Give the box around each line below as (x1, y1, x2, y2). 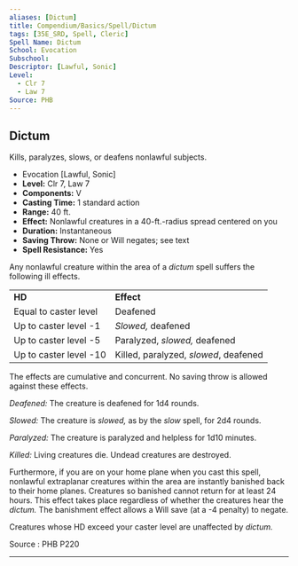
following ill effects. (9, 271, 81, 282)
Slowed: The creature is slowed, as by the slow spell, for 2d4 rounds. (9, 415, 262, 426)
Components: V (21, 188, 82, 199)
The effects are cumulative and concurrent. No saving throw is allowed (9, 372, 268, 382)
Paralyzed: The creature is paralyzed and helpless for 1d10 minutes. (9, 432, 257, 444)
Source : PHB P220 (9, 538, 80, 550)
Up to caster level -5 (13, 334, 101, 347)
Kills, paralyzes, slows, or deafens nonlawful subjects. (9, 152, 207, 162)
